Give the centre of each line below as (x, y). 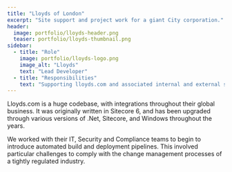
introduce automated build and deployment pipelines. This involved (103, 146)
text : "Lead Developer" (54, 71)
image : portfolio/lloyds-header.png (66, 33)
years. (16, 126)
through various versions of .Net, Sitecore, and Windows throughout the (110, 119)
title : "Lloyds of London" (46, 13)
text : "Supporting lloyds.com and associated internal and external (120, 84)
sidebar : (20, 46)
